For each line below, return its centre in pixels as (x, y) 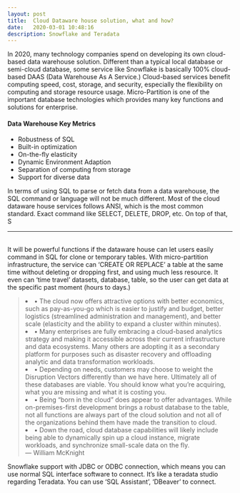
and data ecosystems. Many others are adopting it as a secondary (122, 347)
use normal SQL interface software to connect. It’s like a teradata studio (113, 474)
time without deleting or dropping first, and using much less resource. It (113, 273)
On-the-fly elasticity (47, 155)
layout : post (27, 14)
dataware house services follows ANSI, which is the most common (105, 206)
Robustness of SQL (46, 139)
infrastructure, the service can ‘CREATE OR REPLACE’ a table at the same (115, 265)
